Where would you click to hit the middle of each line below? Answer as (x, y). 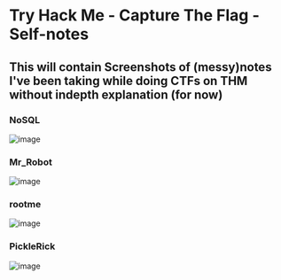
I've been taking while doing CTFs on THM (129, 81)
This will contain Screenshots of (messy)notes (140, 67)
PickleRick (32, 246)
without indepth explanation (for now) (116, 94)
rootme (25, 205)
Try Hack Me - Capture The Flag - (134, 16)
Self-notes (49, 34)
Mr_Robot (31, 162)
